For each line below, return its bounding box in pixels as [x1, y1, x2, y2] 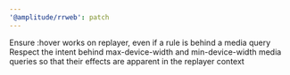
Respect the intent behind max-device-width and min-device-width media [9, 46, 282, 57]
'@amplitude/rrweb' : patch [9, 12, 110, 22]
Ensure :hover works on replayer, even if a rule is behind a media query [9, 37, 270, 48]
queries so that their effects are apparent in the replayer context [9, 56, 245, 66]
